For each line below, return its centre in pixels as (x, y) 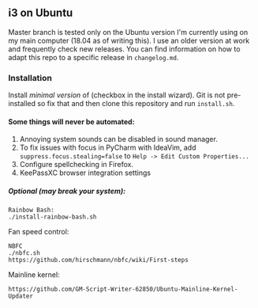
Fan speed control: (39, 232)
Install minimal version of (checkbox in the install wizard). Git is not (117, 95)
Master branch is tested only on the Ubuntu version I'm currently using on (128, 32)
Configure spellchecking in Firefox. (77, 165)
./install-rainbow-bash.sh (52, 217)
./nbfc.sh (24, 253)
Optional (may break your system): (67, 191)
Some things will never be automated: (72, 121)
